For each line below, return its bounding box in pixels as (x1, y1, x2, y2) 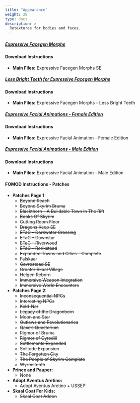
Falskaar (19, 256, 37, 262)
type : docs (5, 16, 28, 21)
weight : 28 (5, 12, 28, 17)
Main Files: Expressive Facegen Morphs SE (12, 65, 102, 71)
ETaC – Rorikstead (19, 245, 58, 251)
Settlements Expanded (19, 340, 67, 346)
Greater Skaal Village (19, 266, 63, 272)
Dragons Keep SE (19, 224, 56, 230)
